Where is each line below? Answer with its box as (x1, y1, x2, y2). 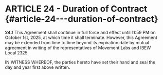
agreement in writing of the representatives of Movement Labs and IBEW (5, 45, 151, 50)
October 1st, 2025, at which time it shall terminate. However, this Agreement (5, 35, 157, 40)
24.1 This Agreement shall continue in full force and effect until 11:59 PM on (5, 29, 156, 35)
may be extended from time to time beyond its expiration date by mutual (5, 39, 149, 45)
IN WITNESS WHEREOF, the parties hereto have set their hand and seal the (5, 59, 156, 65)
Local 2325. (5, 50, 29, 56)
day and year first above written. (5, 64, 71, 70)
